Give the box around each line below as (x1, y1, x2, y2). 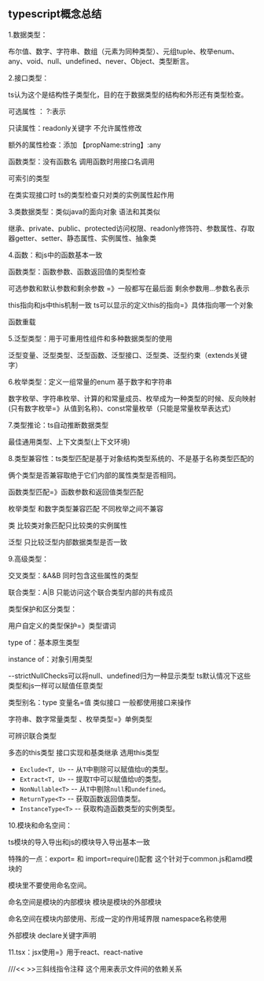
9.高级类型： (8, 554, 49, 563)
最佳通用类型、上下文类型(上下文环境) (8, 437, 131, 446)
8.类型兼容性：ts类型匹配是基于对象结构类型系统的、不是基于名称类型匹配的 (8, 453, 255, 463)
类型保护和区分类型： (8, 604, 77, 614)
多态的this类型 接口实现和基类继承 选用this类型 (8, 747, 159, 757)
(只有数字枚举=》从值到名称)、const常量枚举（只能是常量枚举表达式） (8, 404, 236, 413)
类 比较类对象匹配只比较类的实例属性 (8, 520, 127, 529)
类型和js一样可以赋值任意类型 (8, 680, 104, 690)
